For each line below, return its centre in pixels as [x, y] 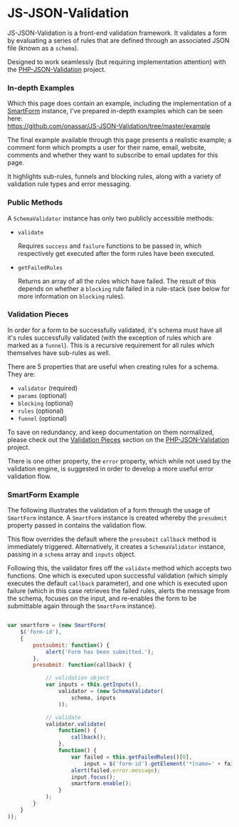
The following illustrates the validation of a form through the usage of [109, 510]
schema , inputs [93, 698]
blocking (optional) [45, 403]
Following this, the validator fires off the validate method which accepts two [119, 568]
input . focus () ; [93, 777]
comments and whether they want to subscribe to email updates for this [113, 155]
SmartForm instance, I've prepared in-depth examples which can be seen [115, 111]
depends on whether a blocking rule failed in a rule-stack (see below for [123, 288]
